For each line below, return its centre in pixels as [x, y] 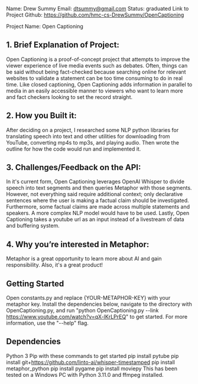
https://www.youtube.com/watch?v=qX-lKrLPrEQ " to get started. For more [97, 317]
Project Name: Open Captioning [45, 26]
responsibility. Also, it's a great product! [55, 265]
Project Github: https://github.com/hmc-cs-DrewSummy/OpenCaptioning [95, 15]
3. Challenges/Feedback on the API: [74, 167]
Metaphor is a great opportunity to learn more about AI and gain [84, 259]
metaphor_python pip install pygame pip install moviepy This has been [92, 368]
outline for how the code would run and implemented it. [74, 149]
